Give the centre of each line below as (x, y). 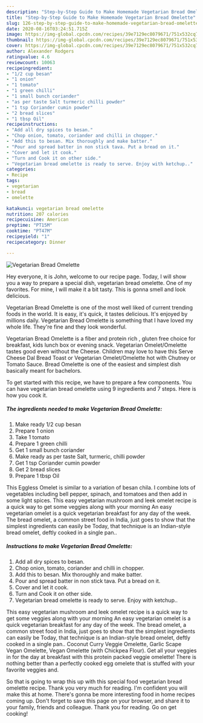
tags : (13, 181)
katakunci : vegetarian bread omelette (55, 208)
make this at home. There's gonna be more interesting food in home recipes (101, 694)
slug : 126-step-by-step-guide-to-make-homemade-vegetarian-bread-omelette (102, 23)
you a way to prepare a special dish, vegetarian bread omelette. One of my (99, 283)
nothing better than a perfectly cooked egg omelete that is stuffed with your (101, 663)
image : (14, 34)
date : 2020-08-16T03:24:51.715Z (47, 29)
